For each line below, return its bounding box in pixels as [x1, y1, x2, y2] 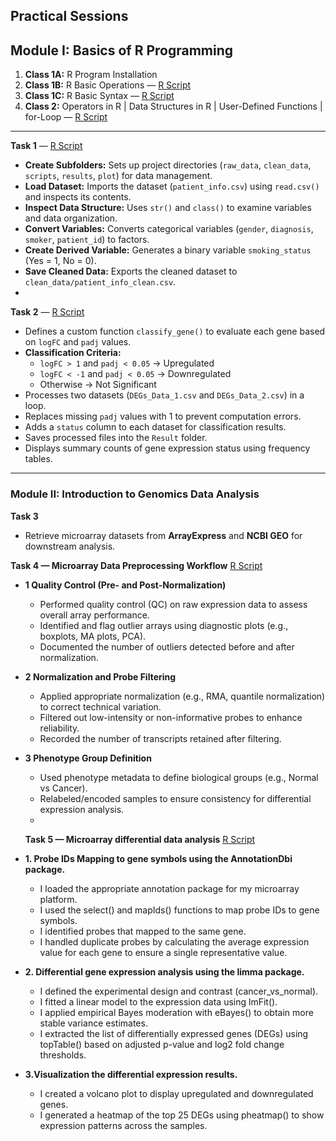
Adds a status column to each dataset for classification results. [24, 421, 287, 433]
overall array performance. [39, 609, 150, 621]
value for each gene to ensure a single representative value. [39, 946, 288, 958]
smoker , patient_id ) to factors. [24, 234, 150, 246]
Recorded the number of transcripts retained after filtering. [39, 732, 282, 744]
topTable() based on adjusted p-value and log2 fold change [39, 1038, 285, 1050]
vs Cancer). [39, 782, 88, 794]
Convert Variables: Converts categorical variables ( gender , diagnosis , [24, 223, 314, 235]
